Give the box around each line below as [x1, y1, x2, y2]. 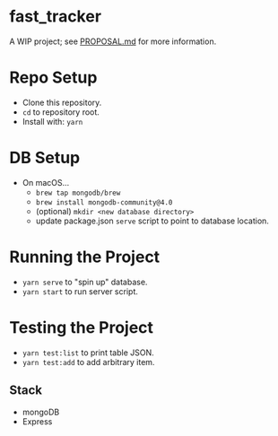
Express [22, 415, 53, 427]
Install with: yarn [22, 116, 83, 126]
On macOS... [22, 177, 70, 187]
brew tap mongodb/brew [35, 188, 121, 197]
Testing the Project [9, 317, 154, 337]
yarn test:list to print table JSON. [22, 347, 154, 358]
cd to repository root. [22, 106, 100, 118]
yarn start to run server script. [22, 285, 139, 297]
